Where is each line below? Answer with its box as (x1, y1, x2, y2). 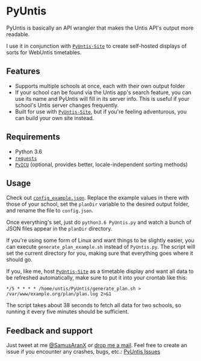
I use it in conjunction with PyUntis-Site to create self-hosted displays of (6, 42, 187, 50)
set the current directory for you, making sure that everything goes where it (6, 249, 194, 257)
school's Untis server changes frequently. (14, 101, 119, 109)
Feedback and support (6, 325, 93, 336)
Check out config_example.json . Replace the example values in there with (6, 194, 190, 202)
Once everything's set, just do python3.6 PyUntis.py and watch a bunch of (6, 219, 191, 226)
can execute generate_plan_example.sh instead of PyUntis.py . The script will (6, 243, 196, 251)
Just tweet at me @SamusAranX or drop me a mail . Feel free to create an (6, 342, 188, 349)
